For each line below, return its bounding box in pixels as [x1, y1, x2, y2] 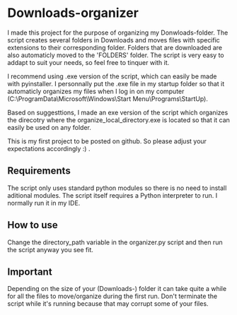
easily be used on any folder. [7, 123, 92, 131]
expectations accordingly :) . [7, 144, 91, 153]
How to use [7, 219, 58, 231]
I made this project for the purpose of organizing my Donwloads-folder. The [7, 28, 229, 37]
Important [7, 266, 52, 278]
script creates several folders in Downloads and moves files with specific [7, 35, 221, 44]
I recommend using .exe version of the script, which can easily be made [7, 72, 217, 81]
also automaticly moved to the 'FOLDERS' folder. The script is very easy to [7, 51, 224, 59]
